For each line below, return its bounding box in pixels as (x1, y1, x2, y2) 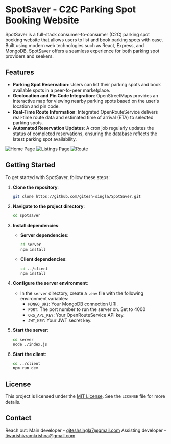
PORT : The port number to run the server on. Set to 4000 (28, 306, 146, 313)
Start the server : (12, 327, 48, 333)
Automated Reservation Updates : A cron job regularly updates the (12, 125, 154, 131)
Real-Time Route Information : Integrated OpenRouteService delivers (12, 108, 158, 115)
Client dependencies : (20, 256, 67, 262)
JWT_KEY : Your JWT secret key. (28, 317, 92, 323)
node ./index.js (12, 342, 47, 347)
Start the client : (12, 351, 47, 357)
